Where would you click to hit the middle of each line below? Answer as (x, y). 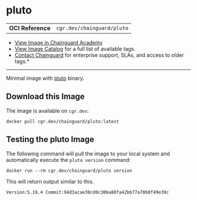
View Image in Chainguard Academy (58, 42)
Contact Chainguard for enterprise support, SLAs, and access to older (99, 55)
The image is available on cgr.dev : (47, 111)
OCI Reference (30, 28)
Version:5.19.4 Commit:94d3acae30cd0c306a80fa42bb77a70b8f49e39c (87, 192)
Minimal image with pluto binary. (45, 78)
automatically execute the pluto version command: (68, 160)
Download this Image (45, 96)
